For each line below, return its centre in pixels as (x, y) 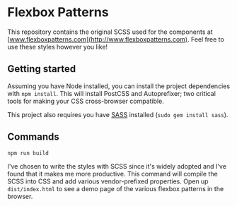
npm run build (28, 153)
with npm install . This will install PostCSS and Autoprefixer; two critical (111, 93)
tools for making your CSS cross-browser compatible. (86, 101)
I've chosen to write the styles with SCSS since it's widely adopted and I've (117, 166)
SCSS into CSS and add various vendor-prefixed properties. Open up (108, 181)
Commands (34, 137)
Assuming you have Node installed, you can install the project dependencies (119, 86)
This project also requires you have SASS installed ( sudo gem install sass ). (118, 114)
